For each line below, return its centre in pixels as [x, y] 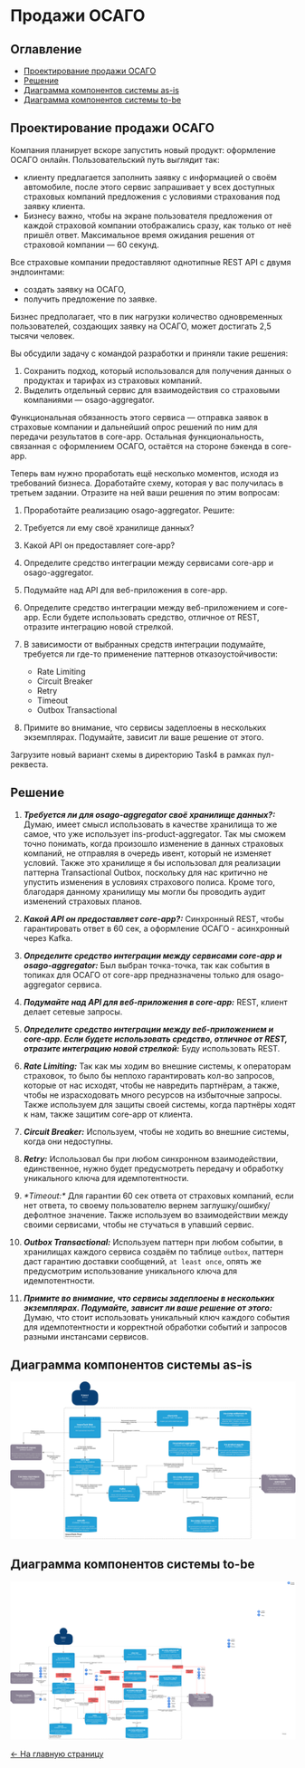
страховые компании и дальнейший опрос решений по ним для [134, 427]
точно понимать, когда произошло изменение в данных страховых [153, 843]
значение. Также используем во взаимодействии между [178, 1215]
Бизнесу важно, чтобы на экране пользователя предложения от [148, 216]
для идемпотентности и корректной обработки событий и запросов [155, 1327]
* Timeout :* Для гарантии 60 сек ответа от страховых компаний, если [158, 1196]
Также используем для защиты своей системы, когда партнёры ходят [159, 1104]
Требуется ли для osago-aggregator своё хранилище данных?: [149, 814]
